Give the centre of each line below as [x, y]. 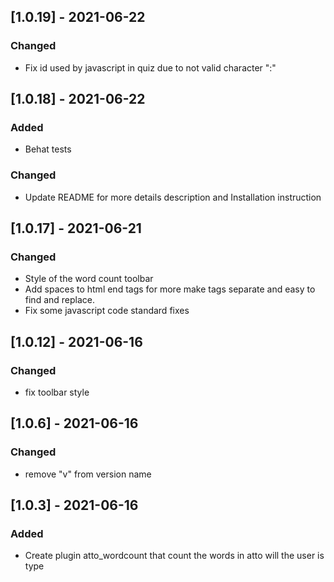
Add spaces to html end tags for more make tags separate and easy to [170, 289]
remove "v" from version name [88, 474]
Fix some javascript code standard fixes [107, 311]
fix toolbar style [57, 392]
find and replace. [60, 300]
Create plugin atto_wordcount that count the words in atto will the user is [174, 556]
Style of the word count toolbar [89, 279]
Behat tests [48, 149]
